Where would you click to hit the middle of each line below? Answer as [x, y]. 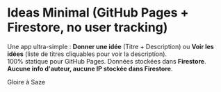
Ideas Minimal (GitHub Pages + [98, 13]
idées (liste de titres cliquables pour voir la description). [87, 54]
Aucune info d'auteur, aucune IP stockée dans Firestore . [90, 68]
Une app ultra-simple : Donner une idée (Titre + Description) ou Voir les [110, 46]
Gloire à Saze [26, 82]
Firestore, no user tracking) [88, 27]
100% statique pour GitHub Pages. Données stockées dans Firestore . [107, 61]
